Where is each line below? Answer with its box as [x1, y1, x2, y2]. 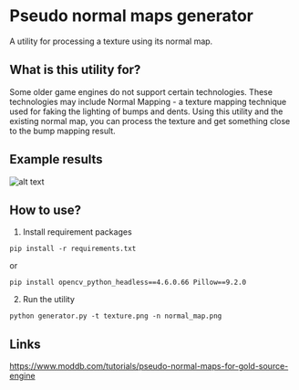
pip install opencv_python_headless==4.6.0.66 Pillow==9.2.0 [9, 278, 247, 288]
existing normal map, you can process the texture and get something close [9, 115, 291, 126]
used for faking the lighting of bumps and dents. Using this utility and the [9, 106, 284, 117]
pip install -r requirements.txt [9, 244, 137, 254]
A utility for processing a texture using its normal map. [9, 36, 213, 47]
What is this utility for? [9, 62, 141, 78]
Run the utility [22, 294, 76, 305]
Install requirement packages [22, 227, 132, 237]
